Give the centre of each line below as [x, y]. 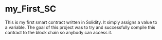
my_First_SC [31, 9]
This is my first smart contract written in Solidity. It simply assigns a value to [81, 22]
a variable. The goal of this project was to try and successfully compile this [80, 27]
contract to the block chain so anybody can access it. [59, 32]
